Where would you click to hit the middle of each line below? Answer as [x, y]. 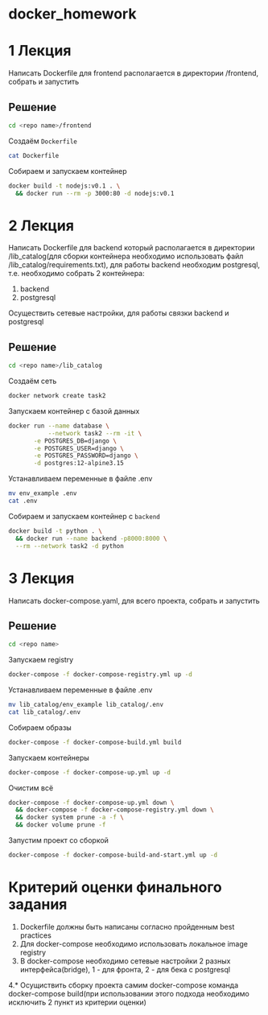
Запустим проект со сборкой [58, 840]
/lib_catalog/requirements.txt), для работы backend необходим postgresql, [134, 265]
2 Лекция [41, 225]
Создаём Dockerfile [43, 141]
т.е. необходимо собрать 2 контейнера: [76, 274]
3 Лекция [41, 578]
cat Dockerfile [34, 155]
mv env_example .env [43, 493]
